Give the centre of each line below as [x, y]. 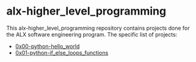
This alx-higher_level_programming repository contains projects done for [98, 28]
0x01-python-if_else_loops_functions [62, 52]
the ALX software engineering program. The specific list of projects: [92, 34]
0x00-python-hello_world [47, 46]
